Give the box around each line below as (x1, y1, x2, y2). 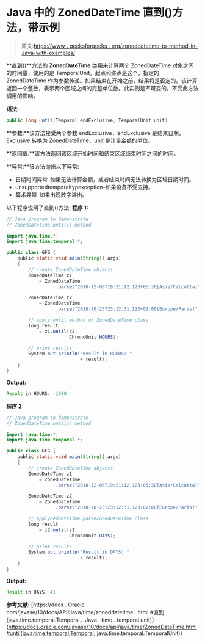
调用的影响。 (6, 92, 38, 100)
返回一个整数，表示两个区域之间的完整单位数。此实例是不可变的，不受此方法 (6, 84, 199, 92)
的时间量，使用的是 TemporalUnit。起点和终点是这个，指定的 (6, 69, 160, 76)
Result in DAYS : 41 (6, 589, 56, 595)
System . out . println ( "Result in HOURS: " (28, 351, 132, 357)
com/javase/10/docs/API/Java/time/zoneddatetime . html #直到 (6, 608, 165, 616)
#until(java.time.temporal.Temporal (6, 630, 95, 637)
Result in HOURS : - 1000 (6, 390, 67, 397)
